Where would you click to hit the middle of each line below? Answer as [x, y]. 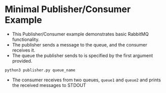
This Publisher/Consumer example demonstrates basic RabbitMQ [80, 34]
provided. [22, 61]
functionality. [26, 39]
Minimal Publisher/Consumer [68, 9]
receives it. [24, 50]
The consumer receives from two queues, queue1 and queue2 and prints [86, 80]
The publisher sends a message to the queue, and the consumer [80, 44]
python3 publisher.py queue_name [40, 70]
